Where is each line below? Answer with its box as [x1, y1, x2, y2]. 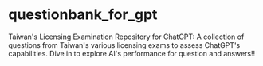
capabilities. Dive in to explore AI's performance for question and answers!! [8, 49, 256, 58]
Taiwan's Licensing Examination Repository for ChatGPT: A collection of [8, 32, 245, 41]
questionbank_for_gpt [8, 6, 158, 24]
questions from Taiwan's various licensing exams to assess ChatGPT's [8, 40, 241, 49]
